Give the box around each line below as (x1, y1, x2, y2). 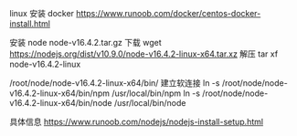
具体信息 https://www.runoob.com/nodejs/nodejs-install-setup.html (9, 117, 263, 127)
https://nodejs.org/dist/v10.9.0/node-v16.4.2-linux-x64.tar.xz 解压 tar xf (9, 48, 279, 59)
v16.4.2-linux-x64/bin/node (9, 98, 112, 108)
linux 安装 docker (9, 8, 75, 18)
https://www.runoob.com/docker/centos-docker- (76, 8, 261, 18)
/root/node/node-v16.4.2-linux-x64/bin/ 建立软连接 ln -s (9, 78, 220, 89)
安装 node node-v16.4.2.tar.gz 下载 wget (9, 37, 162, 47)
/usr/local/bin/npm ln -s (111, 88, 201, 99)
